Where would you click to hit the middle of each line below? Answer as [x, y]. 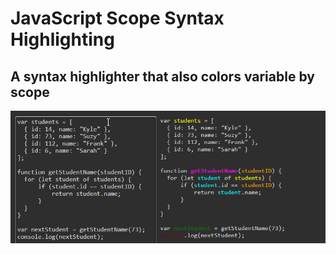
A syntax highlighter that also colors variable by [162, 76]
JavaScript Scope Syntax [117, 18]
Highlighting [62, 39]
